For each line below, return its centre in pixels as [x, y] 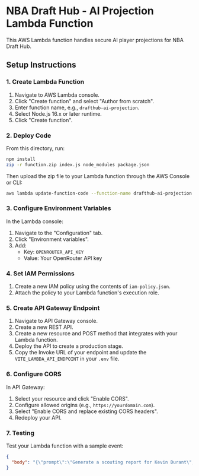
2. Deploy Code [29, 135]
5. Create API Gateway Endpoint [53, 308]
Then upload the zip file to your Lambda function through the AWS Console [98, 176]
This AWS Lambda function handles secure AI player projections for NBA [95, 40]
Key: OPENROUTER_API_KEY [54, 252]
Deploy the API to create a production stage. [69, 346]
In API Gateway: [25, 387]
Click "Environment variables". [52, 239]
